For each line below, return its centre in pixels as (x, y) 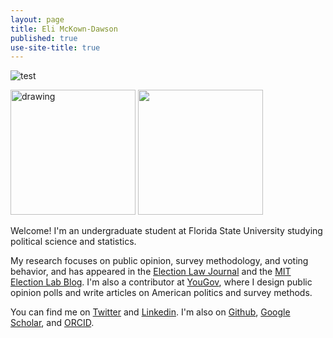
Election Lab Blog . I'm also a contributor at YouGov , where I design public (161, 282)
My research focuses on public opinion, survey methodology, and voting (159, 261)
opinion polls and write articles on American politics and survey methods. (161, 293)
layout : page (37, 19)
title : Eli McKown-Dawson (64, 29)
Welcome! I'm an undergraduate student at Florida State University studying (166, 231)
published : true (44, 38)
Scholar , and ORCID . (52, 323)
